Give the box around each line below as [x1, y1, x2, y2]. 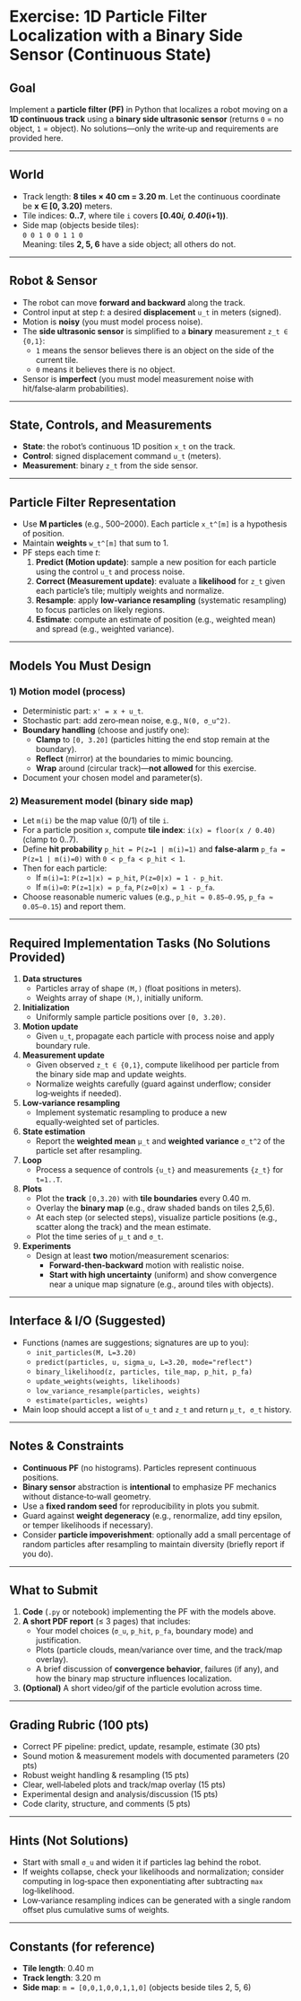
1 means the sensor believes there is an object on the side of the [35, 344, 275, 356]
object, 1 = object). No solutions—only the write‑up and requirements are [9, 123, 279, 134]
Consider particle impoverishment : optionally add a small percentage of [21, 1529, 291, 1540]
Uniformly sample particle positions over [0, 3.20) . [35, 1012, 227, 1023]
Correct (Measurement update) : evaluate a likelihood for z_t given [35, 576, 286, 587]
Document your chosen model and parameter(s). [21, 772, 203, 783]
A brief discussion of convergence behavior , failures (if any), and [35, 1664, 279, 1675]
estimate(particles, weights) [35, 1395, 150, 1405]
